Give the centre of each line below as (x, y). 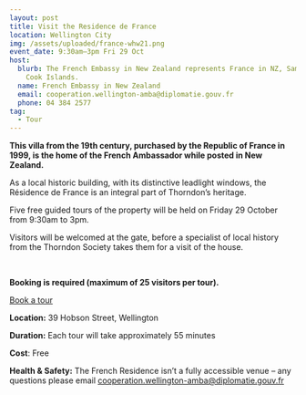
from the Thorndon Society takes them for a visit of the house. (127, 247)
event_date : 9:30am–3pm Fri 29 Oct (77, 52)
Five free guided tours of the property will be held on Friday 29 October (143, 210)
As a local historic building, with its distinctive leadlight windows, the (138, 182)
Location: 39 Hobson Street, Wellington (84, 318)
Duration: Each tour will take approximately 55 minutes (112, 336)
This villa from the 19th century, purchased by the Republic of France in (147, 146)
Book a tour (31, 300)
